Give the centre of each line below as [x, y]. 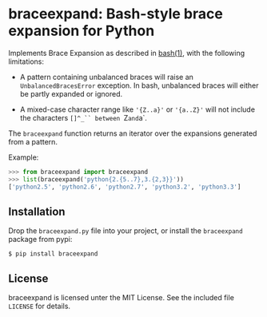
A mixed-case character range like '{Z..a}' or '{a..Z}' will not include [137, 109]
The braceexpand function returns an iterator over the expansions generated [133, 133]
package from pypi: [40, 240]
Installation [37, 211]
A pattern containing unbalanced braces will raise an [107, 77]
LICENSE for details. [39, 306]
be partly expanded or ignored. [71, 93]
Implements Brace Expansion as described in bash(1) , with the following [127, 53]
